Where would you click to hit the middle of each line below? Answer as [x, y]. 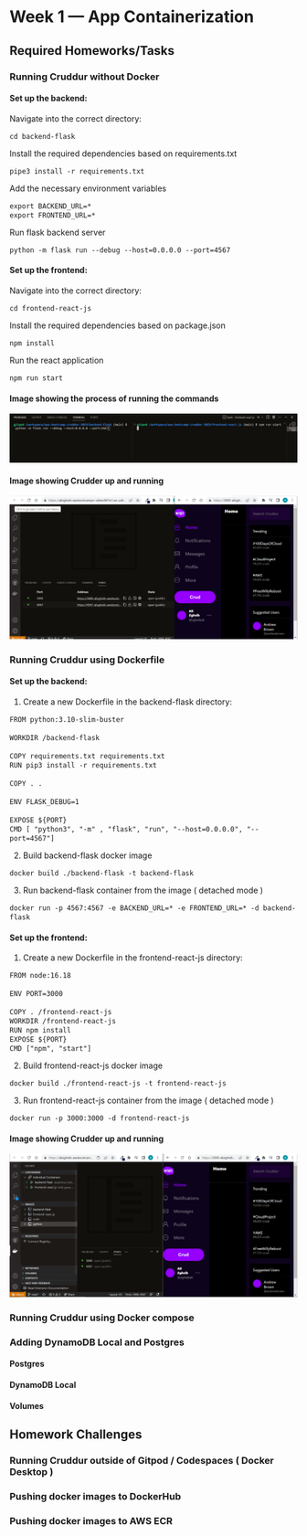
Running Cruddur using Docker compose [102, 1318]
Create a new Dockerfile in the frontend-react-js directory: [133, 958]
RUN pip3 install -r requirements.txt [83, 766]
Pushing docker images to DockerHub [95, 1496]
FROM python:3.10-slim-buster [67, 720]
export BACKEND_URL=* [51, 206]
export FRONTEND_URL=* [53, 215]
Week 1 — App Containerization [132, 17]
